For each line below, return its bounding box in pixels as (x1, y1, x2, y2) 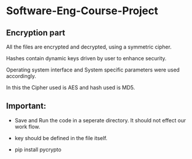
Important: (6, 101, 46, 111)
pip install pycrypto (14, 146, 62, 153)
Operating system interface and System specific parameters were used (6, 66, 180, 73)
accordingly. (6, 73, 37, 79)
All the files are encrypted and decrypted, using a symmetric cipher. (6, 43, 172, 50)
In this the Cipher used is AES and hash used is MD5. (6, 84, 135, 91)
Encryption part (6, 28, 66, 38)
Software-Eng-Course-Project (6, 4, 158, 18)
